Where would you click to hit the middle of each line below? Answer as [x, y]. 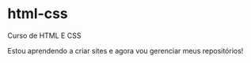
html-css [38, 14]
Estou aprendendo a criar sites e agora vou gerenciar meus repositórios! [125, 50]
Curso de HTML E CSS [44, 35]
